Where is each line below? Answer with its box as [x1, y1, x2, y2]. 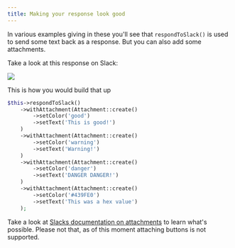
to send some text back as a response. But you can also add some [7, 37, 202, 46]
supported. [7, 232, 40, 241]
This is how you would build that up [7, 86, 111, 94]
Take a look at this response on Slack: [7, 58, 119, 67]
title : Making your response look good [7, 10, 126, 18]
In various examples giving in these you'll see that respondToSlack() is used [7, 30, 229, 38]
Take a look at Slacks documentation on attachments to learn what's [7, 218, 207, 226]
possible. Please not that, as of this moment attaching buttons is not [7, 225, 207, 234]
